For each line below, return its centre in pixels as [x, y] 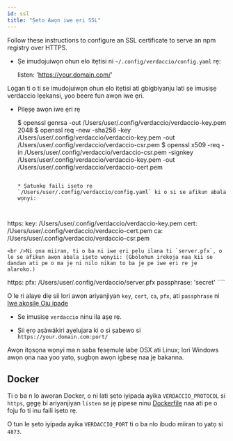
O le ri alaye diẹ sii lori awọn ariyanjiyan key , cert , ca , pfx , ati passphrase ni [113, 296]
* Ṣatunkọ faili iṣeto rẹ [55, 186]
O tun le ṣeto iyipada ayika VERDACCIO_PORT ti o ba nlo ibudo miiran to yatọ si [115, 424]
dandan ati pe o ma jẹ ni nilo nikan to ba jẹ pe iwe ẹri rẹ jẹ [102, 263]
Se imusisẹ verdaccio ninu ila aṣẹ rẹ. [69, 316]
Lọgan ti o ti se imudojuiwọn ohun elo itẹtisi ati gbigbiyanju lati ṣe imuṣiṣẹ [112, 88]
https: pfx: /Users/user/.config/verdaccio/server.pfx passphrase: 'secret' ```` [116, 282]
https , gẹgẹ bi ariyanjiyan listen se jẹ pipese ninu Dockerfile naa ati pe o [112, 403]
